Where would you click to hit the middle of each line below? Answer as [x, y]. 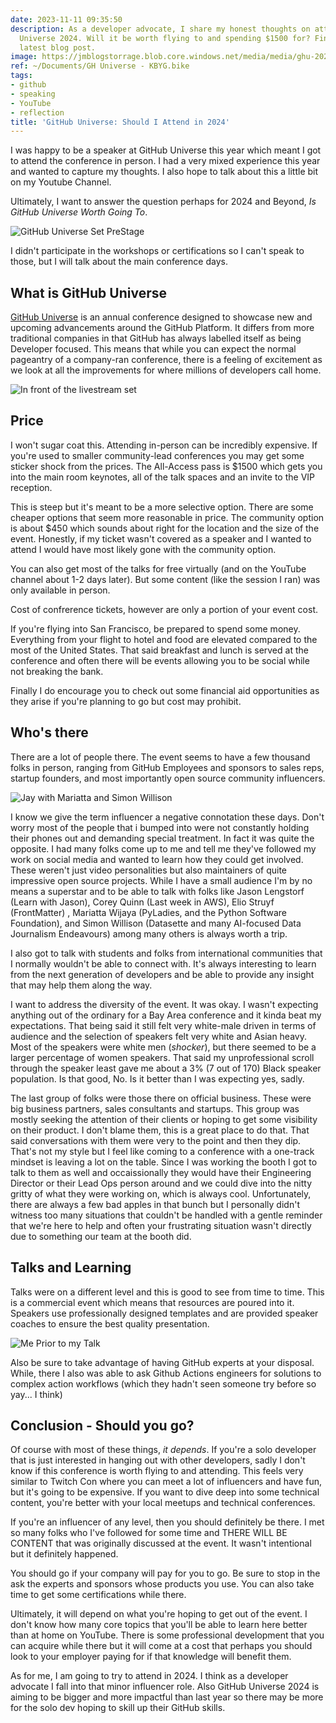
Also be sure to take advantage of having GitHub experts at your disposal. [162, 1362]
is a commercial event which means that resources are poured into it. [152, 1302]
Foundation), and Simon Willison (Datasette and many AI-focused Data [156, 923]
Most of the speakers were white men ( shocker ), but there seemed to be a [163, 1047]
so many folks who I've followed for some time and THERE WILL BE [149, 1533]
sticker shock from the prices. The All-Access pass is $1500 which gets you [166, 466]
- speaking [33, 94]
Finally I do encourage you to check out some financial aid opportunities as [165, 690]
